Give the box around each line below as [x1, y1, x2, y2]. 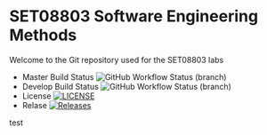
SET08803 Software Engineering [9, 6, 259, 27]
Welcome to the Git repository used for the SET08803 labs [9, 54, 224, 65]
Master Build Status [21, 71, 94, 82]
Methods [9, 25, 77, 45]
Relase [21, 99, 47, 110]
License [21, 91, 52, 101]
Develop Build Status [21, 81, 100, 91]
